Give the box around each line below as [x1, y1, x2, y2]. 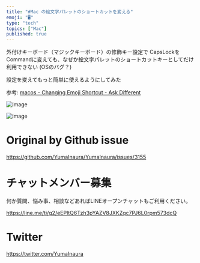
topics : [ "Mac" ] [6, 25, 47, 32]
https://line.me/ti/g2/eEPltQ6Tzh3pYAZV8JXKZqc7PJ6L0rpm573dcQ [6, 210, 177, 216]
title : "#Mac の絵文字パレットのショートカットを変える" [6, 8, 133, 15]
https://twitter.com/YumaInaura [6, 250, 84, 257]
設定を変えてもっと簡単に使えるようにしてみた [6, 76, 121, 83]
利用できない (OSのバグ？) [6, 64, 72, 71]
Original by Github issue [6, 133, 129, 147]
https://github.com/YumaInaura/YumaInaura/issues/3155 [6, 154, 147, 161]
